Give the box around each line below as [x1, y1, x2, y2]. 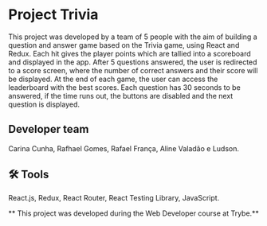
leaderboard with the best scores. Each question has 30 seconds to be [8, 82, 241, 92]
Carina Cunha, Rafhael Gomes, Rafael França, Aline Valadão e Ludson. [8, 143, 240, 153]
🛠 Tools [8, 168, 49, 181]
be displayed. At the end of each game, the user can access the [8, 74, 218, 84]
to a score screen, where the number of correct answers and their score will [8, 65, 258, 75]
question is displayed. [8, 99, 80, 109]
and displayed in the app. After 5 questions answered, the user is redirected [8, 57, 257, 67]
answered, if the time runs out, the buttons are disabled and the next [8, 91, 234, 100]
